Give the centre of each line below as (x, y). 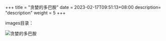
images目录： (19, 23)
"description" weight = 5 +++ (36, 13)
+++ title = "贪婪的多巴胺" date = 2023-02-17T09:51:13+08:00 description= (83, 7)
